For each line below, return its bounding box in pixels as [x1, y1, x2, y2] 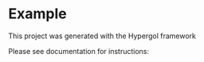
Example [8, 5, 67, 23]
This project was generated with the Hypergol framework [8, 31, 197, 41]
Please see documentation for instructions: [8, 46, 150, 56]
